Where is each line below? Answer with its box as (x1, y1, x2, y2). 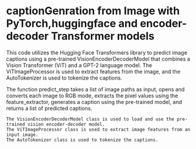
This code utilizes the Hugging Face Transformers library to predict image (6, 49, 188, 56)
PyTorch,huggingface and (6, 17, 138, 30)
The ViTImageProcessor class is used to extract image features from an (6, 126, 191, 132)
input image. (6, 132, 39, 138)
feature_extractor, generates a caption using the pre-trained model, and (6, 98, 182, 105)
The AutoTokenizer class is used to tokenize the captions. (6, 137, 159, 143)
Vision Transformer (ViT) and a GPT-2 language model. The (6, 61, 153, 69)
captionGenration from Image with (6, 4, 180, 18)
